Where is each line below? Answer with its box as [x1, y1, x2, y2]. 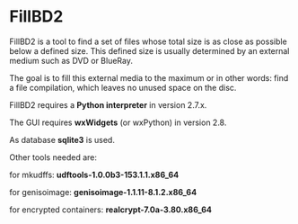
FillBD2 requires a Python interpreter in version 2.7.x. [9, 99, 207, 110]
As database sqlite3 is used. [9, 134, 115, 145]
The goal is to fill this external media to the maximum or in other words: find [9, 72, 289, 83]
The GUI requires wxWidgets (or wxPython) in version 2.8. [9, 117, 227, 128]
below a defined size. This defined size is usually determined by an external [9, 45, 290, 56]
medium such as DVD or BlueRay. [9, 55, 133, 66]
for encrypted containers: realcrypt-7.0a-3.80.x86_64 [9, 204, 213, 215]
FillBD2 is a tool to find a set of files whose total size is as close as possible [9, 36, 287, 47]
